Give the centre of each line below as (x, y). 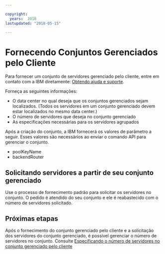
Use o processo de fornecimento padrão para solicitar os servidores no (78, 192)
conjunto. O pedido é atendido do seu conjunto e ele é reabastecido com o (82, 198)
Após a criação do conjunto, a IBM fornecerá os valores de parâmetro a (78, 131)
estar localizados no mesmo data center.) (55, 112)
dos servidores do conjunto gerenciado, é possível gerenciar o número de (81, 236)
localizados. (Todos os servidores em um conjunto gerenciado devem (84, 106)
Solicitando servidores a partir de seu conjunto (80, 172)
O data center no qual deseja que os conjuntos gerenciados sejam (80, 101)
